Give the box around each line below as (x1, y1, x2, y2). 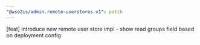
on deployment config (6, 31, 62, 39)
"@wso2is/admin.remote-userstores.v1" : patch (6, 8, 123, 15)
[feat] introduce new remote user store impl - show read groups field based (6, 25, 195, 32)
